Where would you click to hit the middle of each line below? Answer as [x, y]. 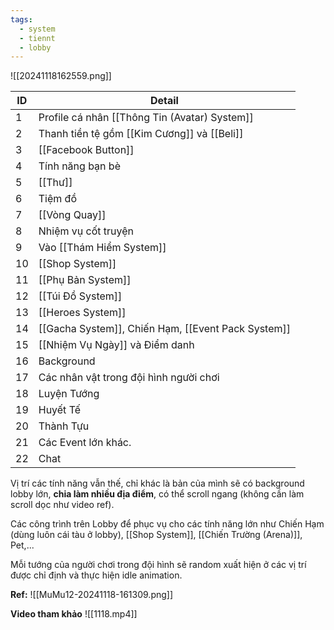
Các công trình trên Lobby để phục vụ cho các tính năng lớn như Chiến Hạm [167, 524]
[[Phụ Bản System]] [85, 280]
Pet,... [22, 545]
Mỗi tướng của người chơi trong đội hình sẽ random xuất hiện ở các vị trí [158, 565]
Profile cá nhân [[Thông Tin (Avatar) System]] [146, 118]
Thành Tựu [64, 426]
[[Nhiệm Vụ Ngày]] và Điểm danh [116, 345]
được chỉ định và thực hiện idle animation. [96, 575]
